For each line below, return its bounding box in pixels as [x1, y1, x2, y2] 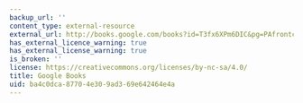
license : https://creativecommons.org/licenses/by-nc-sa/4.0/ [9, 64, 248, 73]
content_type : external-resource [9, 21, 135, 30]
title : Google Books [9, 72, 87, 81]
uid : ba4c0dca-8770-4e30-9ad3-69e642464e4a [9, 80, 176, 89]
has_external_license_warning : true [9, 47, 147, 56]
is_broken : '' [9, 55, 63, 64]
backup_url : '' [9, 13, 67, 22]
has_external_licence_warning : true [9, 38, 147, 47]
